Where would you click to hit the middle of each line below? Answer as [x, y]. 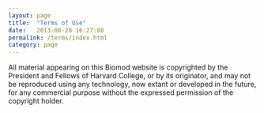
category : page [33, 45]
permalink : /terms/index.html [58, 38]
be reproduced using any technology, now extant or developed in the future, [132, 85]
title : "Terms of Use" [47, 23]
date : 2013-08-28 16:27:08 [56, 30]
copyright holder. [36, 101]
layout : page [30, 15]
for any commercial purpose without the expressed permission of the [121, 92]
